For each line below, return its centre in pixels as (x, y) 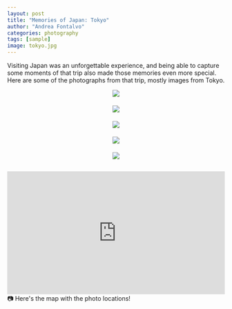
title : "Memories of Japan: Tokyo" (58, 20)
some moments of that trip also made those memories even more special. (112, 73)
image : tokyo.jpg (32, 46)
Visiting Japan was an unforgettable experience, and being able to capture (113, 65)
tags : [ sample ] (29, 39)
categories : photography (43, 33)
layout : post (26, 14)
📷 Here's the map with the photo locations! (69, 298)
